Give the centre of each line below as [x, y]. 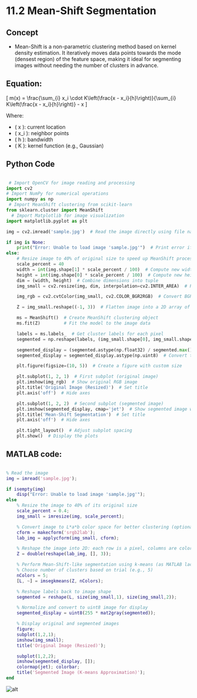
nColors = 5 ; [33, 575]
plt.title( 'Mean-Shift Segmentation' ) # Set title [81, 415]
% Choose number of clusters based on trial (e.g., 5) [85, 570]
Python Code [30, 164]
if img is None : [26, 242]
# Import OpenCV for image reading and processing [72, 183]
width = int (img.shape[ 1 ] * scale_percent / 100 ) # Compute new [98, 269]
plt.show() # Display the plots [57, 436]
